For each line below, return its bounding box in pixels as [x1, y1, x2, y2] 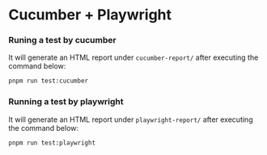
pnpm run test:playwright [8, 139, 95, 147]
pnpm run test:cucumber [8, 77, 89, 86]
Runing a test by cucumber [8, 35, 117, 46]
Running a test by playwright [8, 96, 124, 107]
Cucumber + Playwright [8, 6, 172, 24]
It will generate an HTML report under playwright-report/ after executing [8, 115, 253, 124]
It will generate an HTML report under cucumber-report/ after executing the [8, 52, 259, 62]
